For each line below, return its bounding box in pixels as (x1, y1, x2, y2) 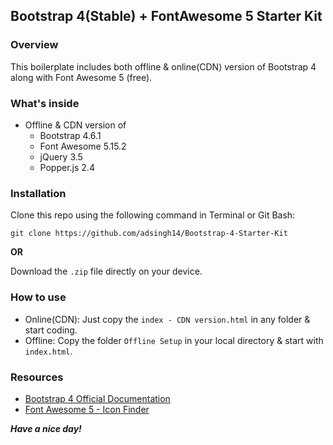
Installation (10, 186, 67, 200)
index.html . (24, 345, 73, 357)
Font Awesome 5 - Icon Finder (24, 403, 150, 415)
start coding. (24, 324, 78, 336)
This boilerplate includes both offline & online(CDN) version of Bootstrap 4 (10, 60, 317, 73)
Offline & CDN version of (24, 119, 127, 131)
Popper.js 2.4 (39, 161, 95, 173)
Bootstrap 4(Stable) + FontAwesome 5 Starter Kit (10, 8, 323, 25)
